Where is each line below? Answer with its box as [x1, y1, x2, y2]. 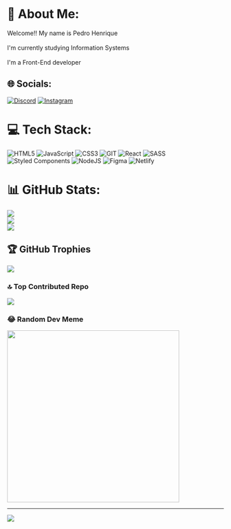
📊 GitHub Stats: [7, 182, 101, 197]
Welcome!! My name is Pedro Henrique [7, 29, 118, 37]
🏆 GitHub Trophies [7, 244, 91, 255]
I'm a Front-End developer [7, 58, 81, 66]
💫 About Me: [7, 6, 80, 22]
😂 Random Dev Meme [7, 314, 84, 324]
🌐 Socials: [7, 78, 52, 90]
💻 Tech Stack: [7, 122, 92, 137]
